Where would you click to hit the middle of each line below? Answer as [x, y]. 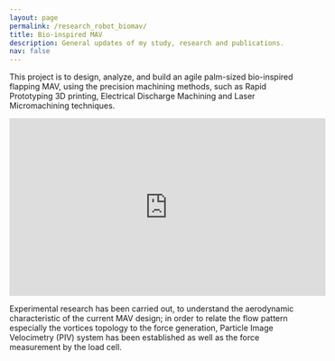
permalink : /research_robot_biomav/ [78, 26]
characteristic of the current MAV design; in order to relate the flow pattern [149, 319]
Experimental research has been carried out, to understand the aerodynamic [152, 309]
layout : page [34, 18]
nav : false [30, 51]
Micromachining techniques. [62, 106]
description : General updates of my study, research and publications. [147, 43]
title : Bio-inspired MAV [56, 34]
